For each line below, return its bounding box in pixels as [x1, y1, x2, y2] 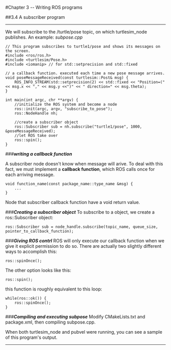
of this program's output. [5, 334, 58, 340]
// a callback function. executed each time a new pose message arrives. [5, 71, 165, 76]
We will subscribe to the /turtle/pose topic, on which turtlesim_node [5, 29, 148, 35]
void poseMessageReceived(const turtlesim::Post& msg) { [5, 75, 129, 80]
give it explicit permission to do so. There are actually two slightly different [5, 243, 162, 249]
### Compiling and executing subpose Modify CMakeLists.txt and [5, 314, 146, 319]
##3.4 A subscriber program [5, 14, 65, 20]
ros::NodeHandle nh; [14, 111, 58, 116]
